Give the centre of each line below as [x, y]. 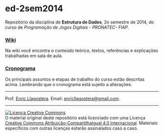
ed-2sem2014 [34, 9]
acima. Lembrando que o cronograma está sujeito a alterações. [69, 84]
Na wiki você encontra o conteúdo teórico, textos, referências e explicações [82, 51]
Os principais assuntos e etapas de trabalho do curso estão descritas [75, 79]
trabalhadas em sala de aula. [34, 56]
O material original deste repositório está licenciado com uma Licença [75, 117]
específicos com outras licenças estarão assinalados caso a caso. [72, 128]
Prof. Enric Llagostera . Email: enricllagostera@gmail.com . [63, 98]
